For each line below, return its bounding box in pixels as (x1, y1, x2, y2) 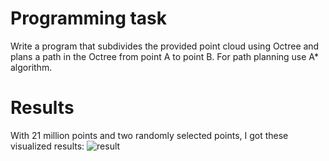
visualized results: (10, 140, 85, 152)
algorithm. (10, 61, 53, 73)
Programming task (10, 7, 168, 30)
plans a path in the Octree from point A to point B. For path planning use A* (10, 50, 319, 62)
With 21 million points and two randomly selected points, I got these (10, 129, 289, 141)
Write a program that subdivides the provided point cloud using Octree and (10, 40, 320, 52)
